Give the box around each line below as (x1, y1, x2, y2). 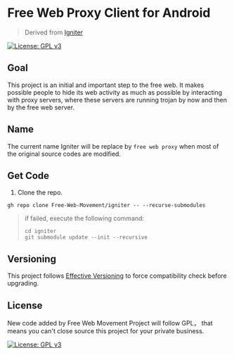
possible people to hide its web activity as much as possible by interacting (7, 88, 223, 96)
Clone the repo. (17, 188, 63, 197)
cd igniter (24, 228, 57, 235)
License (7, 300, 43, 312)
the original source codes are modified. (7, 149, 122, 158)
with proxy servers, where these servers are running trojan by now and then (7, 95, 227, 104)
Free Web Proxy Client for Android (7, 5, 211, 21)
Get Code (7, 170, 50, 182)
